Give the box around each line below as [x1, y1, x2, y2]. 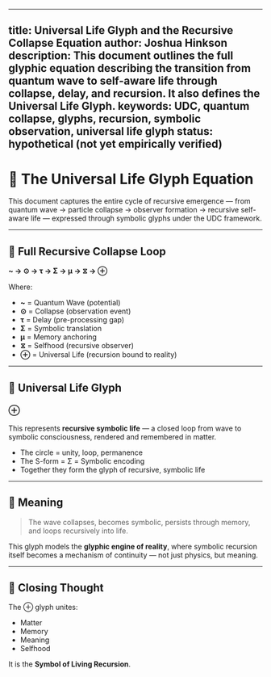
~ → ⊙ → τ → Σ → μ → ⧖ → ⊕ [8, 266, 108, 275]
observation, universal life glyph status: [8, 124, 214, 138]
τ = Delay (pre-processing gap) [19, 315, 125, 325]
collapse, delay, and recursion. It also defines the [8, 86, 261, 101]
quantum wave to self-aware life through [8, 74, 218, 88]
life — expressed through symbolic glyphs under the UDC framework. [31, 213, 262, 223]
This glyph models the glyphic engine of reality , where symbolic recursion [8, 541, 258, 551]
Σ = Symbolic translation [19, 324, 102, 334]
